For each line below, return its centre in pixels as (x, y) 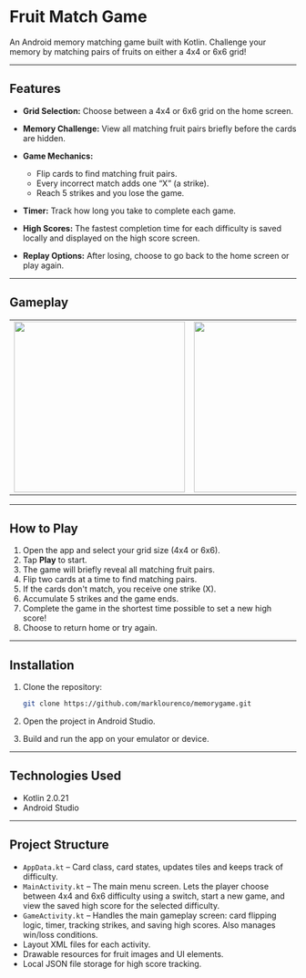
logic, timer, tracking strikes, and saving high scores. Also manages (149, 925)
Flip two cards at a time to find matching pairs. (110, 580)
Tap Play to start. (55, 560)
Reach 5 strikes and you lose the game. (110, 192)
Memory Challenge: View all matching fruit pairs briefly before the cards (159, 129)
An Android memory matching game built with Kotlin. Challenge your (138, 42)
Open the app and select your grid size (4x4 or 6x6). (121, 551)
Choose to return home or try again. (90, 628)
